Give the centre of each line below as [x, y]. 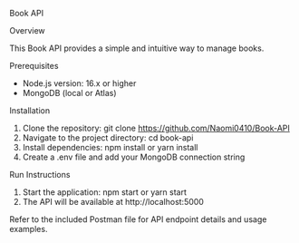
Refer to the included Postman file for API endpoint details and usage [138, 219]
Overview [27, 30]
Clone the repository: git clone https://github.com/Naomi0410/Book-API [156, 128]
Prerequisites [34, 66]
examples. [29, 229]
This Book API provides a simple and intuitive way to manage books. [137, 48]
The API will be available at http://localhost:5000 [113, 202]
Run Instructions [40, 175]
